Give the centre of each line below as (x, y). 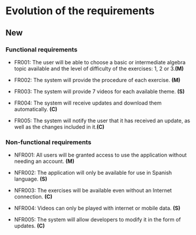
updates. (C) (29, 226)
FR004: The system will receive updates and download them (88, 103)
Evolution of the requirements (80, 11)
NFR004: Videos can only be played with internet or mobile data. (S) (97, 208)
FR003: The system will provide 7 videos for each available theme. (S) (99, 91)
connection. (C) (33, 197)
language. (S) (31, 179)
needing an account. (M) (44, 161)
